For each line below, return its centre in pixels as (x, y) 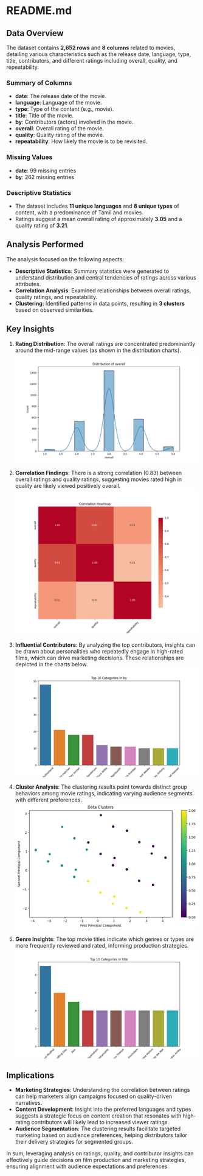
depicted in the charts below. (51, 664)
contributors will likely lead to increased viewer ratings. (100, 1122)
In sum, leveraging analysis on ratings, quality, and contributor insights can (100, 1153)
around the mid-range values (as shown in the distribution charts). (98, 350)
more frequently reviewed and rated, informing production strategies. (102, 945)
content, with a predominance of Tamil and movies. (79, 212)
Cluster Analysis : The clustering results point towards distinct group (101, 787)
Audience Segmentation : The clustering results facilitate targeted (98, 1129)
